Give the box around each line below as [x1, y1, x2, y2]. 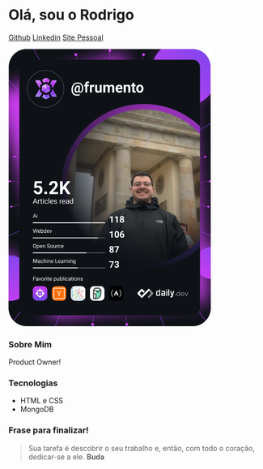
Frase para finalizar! [8, 424, 89, 436]
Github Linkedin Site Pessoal [8, 32, 104, 42]
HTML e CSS [19, 396, 64, 406]
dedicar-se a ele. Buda [28, 452, 105, 462]
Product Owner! [8, 357, 62, 367]
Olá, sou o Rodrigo [8, 6, 135, 24]
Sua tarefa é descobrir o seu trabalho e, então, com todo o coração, [28, 443, 255, 453]
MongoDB [19, 404, 54, 415]
